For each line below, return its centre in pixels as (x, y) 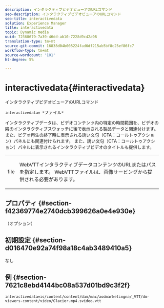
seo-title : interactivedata (34, 19)
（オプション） (20, 223)
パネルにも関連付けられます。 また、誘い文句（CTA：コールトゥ (78, 141)
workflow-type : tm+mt (27, 50)
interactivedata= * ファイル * (35, 112)
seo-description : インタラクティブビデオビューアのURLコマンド (63, 14)
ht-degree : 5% (20, 60)
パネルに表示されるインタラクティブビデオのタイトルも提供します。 (86, 147)
